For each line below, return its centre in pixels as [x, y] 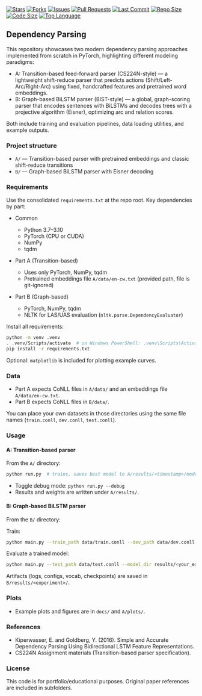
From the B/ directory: [34, 519]
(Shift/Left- [159, 80]
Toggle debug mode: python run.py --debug [70, 486]
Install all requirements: [35, 327]
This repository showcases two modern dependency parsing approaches [97, 49]
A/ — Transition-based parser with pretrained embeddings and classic [102, 159]
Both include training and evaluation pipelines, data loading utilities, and [95, 123]
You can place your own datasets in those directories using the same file [96, 414]
